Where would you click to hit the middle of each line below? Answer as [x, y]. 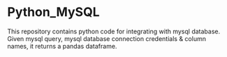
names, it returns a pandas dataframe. [62, 46]
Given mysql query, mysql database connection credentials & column [107, 38]
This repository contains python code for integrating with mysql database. [114, 31]
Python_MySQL [53, 12]
